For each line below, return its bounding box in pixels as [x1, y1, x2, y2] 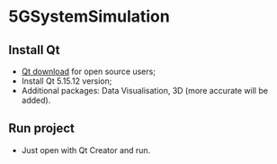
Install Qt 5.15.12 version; [21, 76, 112, 87]
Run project [8, 121, 76, 136]
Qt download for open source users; [21, 66, 156, 77]
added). [21, 95, 51, 105]
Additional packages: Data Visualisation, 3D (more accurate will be [21, 86, 269, 96]
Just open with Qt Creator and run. [21, 144, 151, 155]
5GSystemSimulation [8, 6, 170, 27]
